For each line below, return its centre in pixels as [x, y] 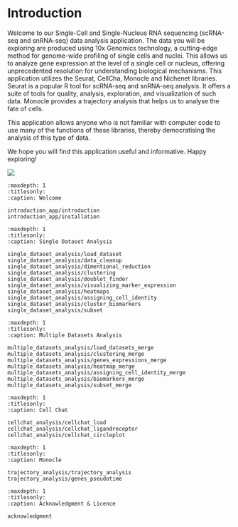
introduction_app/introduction [54, 210]
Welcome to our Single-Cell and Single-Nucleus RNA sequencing [103, 33]
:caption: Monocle [34, 460]
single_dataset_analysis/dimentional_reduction [79, 266]
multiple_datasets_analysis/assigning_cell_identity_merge [97, 372]
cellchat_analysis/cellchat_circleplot [66, 435]
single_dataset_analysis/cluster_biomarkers [74, 304]
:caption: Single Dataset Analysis [60, 241]
